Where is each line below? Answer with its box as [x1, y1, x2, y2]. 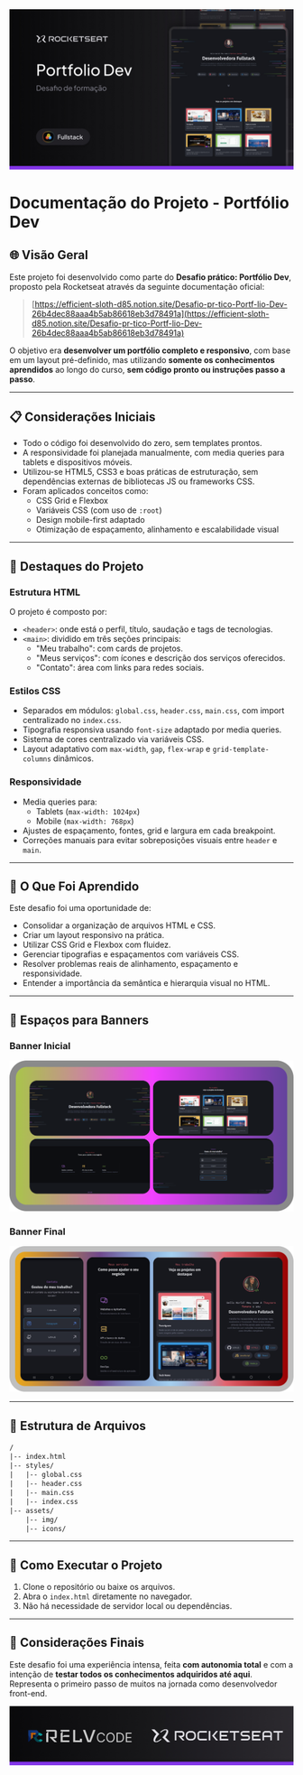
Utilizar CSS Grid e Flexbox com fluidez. [22, 939, 171, 951]
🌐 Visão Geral [9, 247, 88, 263]
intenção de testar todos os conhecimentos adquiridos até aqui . [9, 1668, 252, 1679]
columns [22, 755, 51, 764]
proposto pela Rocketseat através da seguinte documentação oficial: [9, 281, 265, 292]
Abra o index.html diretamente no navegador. [22, 1591, 193, 1602]
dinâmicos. [52, 753, 95, 764]
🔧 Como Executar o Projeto [9, 1557, 163, 1573]
